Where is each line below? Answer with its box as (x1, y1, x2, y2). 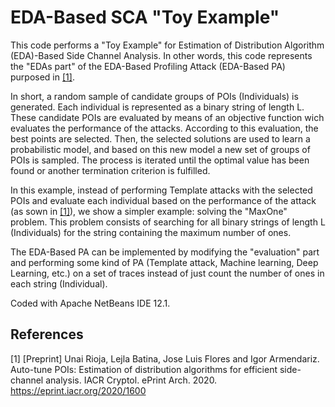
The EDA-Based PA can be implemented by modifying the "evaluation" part (10, 246, 320, 258)
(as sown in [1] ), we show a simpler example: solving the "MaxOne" (10, 205, 288, 217)
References (10, 326, 84, 343)
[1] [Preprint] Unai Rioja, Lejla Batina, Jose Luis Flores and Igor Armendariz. (10, 352, 320, 365)
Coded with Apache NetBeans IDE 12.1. (10, 297, 171, 309)
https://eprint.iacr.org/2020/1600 (10, 384, 147, 396)
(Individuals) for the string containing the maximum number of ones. (10, 226, 292, 238)
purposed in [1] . (10, 71, 75, 83)
